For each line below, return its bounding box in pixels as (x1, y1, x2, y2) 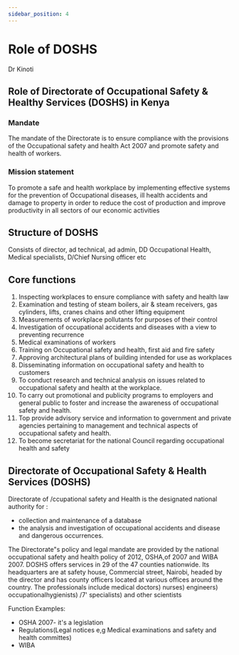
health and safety (18, 444, 70, 453)
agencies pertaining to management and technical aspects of (18, 421, 198, 430)
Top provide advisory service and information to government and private (18, 414, 232, 423)
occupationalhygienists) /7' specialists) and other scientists (8, 590, 182, 599)
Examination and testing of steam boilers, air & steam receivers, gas (18, 300, 218, 309)
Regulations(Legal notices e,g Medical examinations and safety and (18, 625, 217, 634)
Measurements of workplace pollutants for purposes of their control (18, 315, 218, 324)
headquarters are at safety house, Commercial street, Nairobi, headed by (8, 567, 223, 576)
